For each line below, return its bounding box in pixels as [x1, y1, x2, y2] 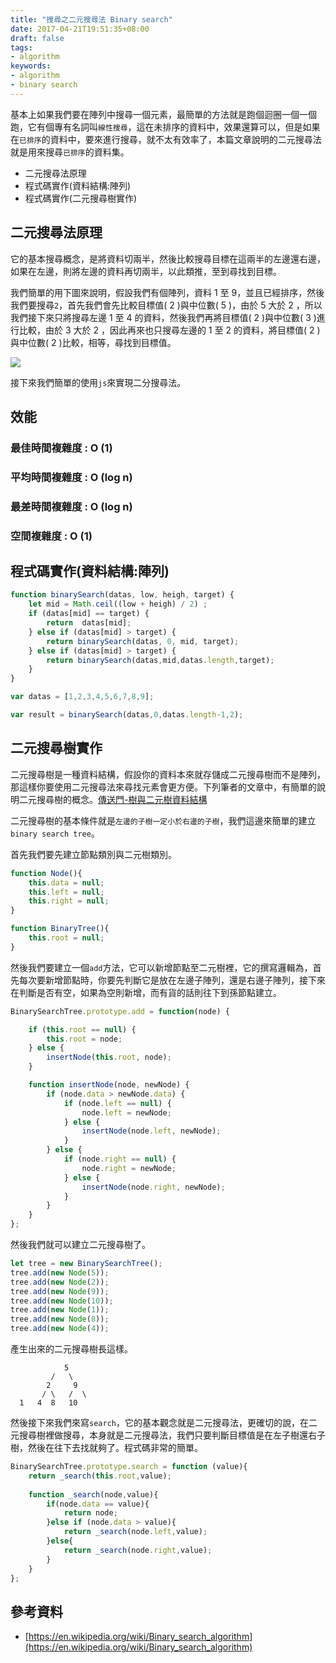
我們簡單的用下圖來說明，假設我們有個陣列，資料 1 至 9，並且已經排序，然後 [10, 286, 325, 298]
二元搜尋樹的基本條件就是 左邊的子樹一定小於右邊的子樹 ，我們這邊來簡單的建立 [10, 814, 317, 826]
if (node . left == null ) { [63, 1098, 172, 1108]
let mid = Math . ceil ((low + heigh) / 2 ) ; [28, 599, 208, 610]
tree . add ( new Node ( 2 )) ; [10, 1277, 110, 1287]
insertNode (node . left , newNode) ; [81, 1126, 222, 1136]
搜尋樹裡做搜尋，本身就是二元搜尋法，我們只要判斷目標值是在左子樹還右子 [18, 1429, 326, 1441]
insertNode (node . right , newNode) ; [81, 1182, 226, 1192]
